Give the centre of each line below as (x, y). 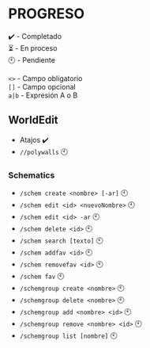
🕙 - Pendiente (32, 59)
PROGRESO (47, 14)
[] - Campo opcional (42, 86)
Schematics (32, 175)
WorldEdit (33, 120)
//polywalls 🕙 (44, 151)
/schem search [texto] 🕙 (62, 241)
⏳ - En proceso (33, 48)
